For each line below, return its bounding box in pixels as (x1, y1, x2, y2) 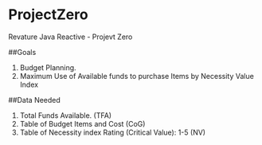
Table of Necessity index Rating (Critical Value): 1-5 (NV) (19, 127, 205, 137)
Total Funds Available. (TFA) (19, 110, 112, 120)
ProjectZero (8, 6, 89, 24)
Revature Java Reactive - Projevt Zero (8, 32, 133, 41)
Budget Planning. (19, 62, 77, 72)
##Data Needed (8, 95, 61, 104)
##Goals (8, 47, 37, 57)
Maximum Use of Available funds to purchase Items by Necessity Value (19, 71, 255, 80)
